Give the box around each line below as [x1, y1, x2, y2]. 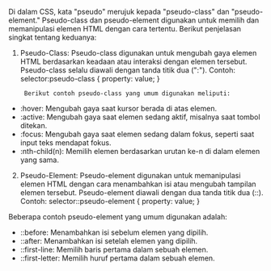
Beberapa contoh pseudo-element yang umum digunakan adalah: [8, 212, 228, 221]
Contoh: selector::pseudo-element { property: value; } [19, 197, 201, 206]
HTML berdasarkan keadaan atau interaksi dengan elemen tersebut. [19, 56, 248, 66]
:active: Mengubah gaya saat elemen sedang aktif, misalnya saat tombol [19, 112, 260, 122]
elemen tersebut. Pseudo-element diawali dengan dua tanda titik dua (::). [19, 188, 264, 197]
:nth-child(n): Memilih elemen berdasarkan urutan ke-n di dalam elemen [19, 147, 260, 156]
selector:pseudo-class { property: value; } [19, 74, 160, 83]
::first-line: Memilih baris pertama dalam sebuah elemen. [19, 245, 209, 254]
